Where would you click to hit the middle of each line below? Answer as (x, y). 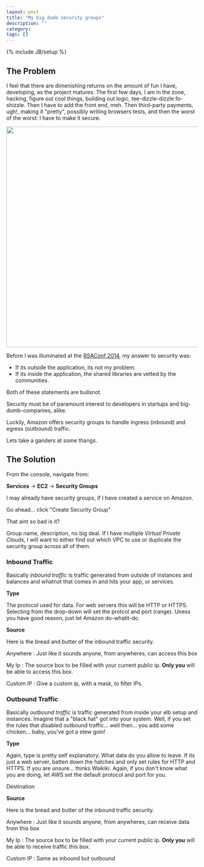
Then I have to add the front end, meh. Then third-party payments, (110, 105)
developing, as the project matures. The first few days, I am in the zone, (96, 92)
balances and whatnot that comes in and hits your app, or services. (90, 582)
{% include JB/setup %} (36, 52)
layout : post (23, 12)
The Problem (31, 71)
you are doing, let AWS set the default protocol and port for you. (87, 775)
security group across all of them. (49, 546)
